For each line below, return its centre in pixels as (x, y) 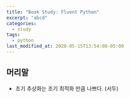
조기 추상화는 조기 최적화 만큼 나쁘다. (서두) (67, 88)
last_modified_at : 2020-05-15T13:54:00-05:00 (65, 47)
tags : (13, 35)
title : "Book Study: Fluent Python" (53, 12)
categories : (21, 23)
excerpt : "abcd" (27, 18)
